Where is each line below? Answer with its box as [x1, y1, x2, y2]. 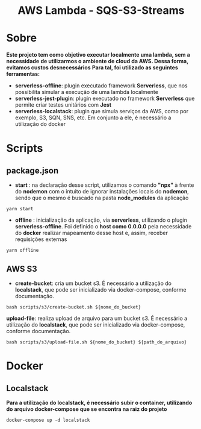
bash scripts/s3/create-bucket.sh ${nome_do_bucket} [6, 304, 141, 310]
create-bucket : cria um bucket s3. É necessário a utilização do [14, 280, 172, 287]
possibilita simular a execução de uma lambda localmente [14, 89, 158, 96]
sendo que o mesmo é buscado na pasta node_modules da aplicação [14, 194, 189, 202]
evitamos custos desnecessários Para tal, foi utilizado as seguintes [6, 64, 179, 71]
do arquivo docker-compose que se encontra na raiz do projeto [6, 405, 167, 413]
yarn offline [6, 248, 39, 254]
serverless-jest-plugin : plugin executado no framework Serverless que [14, 95, 195, 102]
